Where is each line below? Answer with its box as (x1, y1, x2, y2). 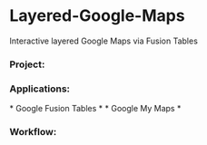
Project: (9, 58, 45, 71)
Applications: (9, 82, 71, 95)
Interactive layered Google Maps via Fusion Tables (9, 35, 198, 46)
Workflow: (9, 126, 57, 139)
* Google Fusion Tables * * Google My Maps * (9, 103, 182, 114)
